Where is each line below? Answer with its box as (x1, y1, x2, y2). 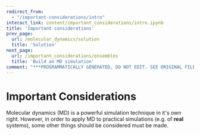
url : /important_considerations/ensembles (11, 53, 118, 59)
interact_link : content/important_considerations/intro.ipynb (6, 20, 164, 26)
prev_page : (6, 31, 33, 37)
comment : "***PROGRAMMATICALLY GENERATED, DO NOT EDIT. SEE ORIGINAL (6, 64, 183, 70)
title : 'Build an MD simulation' (11, 58, 95, 64)
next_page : (6, 48, 33, 54)
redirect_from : (6, 8, 44, 15)
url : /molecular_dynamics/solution (11, 36, 100, 42)
